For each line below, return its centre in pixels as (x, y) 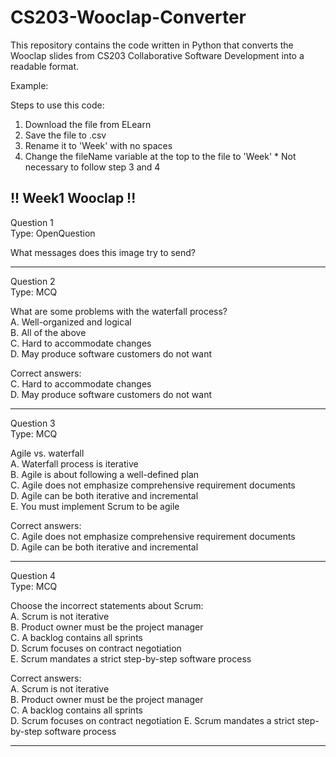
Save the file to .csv (65, 135)
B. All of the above (48, 332)
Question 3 (33, 423)
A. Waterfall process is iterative (74, 463)
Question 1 (32, 222)
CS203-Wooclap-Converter (128, 17)
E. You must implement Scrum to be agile (95, 506)
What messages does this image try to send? (103, 252)
